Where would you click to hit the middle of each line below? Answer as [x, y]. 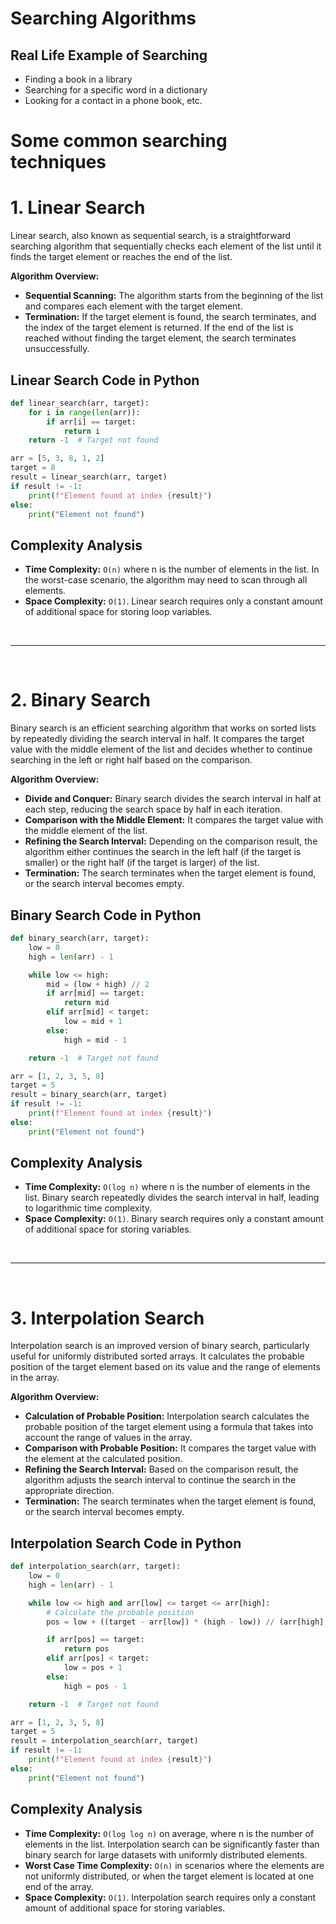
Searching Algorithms [103, 18]
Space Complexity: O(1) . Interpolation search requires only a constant [170, 1897]
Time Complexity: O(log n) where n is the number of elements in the [167, 1187]
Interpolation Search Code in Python [126, 1543]
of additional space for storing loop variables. [118, 612]
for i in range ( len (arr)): [84, 412]
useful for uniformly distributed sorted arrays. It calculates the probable [157, 1356]
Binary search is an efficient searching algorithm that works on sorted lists [163, 728]
